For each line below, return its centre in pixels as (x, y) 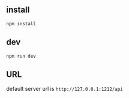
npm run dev (21, 56)
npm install (21, 23)
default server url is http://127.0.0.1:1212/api (64, 89)
